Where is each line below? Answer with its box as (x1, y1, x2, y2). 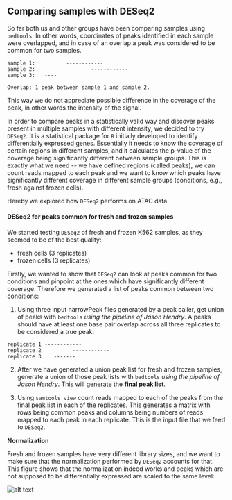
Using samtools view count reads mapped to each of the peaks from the (17, 394, 224, 402)
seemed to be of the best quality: (7, 235, 102, 244)
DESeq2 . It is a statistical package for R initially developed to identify (7, 131, 198, 140)
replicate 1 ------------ (7, 341, 82, 348)
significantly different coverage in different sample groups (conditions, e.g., (7, 176, 223, 184)
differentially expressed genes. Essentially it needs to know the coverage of (7, 139, 223, 147)
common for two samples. (7, 46, 82, 54)
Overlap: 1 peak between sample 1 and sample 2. (7, 83, 150, 91)
